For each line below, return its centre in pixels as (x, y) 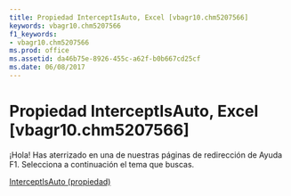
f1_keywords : (33, 34)
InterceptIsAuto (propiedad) (60, 181)
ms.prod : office (39, 51)
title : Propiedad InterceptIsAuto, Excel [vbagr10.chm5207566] (129, 17)
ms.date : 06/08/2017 (48, 68)
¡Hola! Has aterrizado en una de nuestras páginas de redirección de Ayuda (146, 155)
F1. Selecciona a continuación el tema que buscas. (102, 164)
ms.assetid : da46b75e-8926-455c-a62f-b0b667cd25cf (105, 59)
